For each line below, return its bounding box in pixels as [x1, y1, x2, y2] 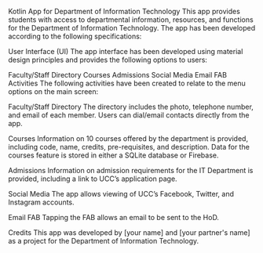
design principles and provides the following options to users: [8, 55, 208, 64]
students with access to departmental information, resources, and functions [8, 15, 254, 24]
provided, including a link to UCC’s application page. [8, 174, 178, 183]
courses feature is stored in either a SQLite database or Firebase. [8, 150, 219, 160]
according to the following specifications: [8, 31, 142, 41]
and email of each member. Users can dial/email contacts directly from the [8, 110, 250, 120]
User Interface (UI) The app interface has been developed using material [8, 47, 243, 56]
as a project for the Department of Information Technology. [8, 237, 199, 245]
